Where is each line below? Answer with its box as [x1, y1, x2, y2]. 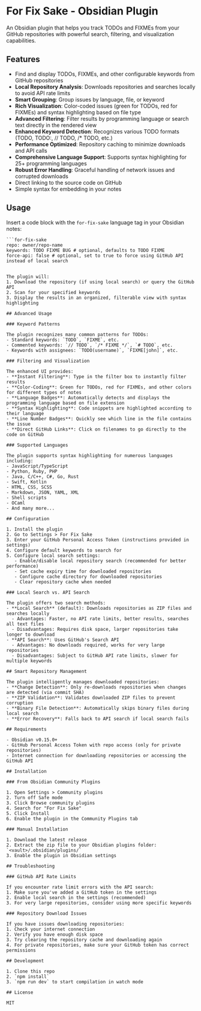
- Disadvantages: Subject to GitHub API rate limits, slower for [11, 653, 179, 659]
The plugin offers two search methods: [6, 600, 106, 606]
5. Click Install [6, 810, 50, 816]
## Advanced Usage [6, 310, 52, 316]
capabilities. [6, 37, 36, 44]
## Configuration [6, 515, 50, 521]
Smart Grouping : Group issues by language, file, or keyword [14, 96, 165, 103]
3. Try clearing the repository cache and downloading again [6, 936, 163, 942]
